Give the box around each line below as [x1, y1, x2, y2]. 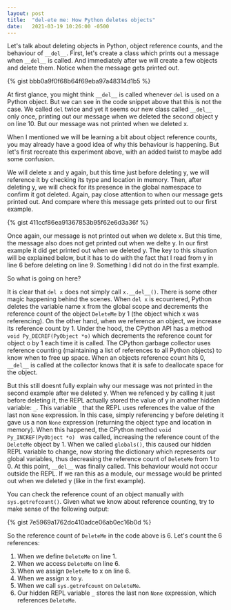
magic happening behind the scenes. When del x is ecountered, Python [7, 295, 212, 303]
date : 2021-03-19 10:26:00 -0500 [7, 23, 110, 30]
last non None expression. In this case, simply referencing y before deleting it [7, 411, 224, 419]
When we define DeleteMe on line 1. [17, 552, 117, 560]
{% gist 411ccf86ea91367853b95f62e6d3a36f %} [7, 218, 149, 227]
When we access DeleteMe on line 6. [17, 560, 121, 568]
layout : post [7, 10, 45, 17]
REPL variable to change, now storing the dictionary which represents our [7, 447, 217, 456]
